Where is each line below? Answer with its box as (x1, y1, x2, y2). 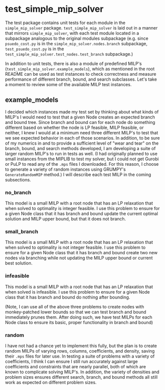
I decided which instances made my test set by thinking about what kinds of (5, 109, 159, 115)
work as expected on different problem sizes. (5, 379, 97, 385)
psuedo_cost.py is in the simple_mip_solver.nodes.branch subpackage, (5, 40, 148, 46)
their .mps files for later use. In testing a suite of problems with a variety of (5, 353, 155, 359)
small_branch (5, 228, 38, 235)
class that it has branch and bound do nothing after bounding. (5, 294, 130, 300)
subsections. (5, 177, 31, 182)
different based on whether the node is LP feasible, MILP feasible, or (5, 124, 144, 130)
